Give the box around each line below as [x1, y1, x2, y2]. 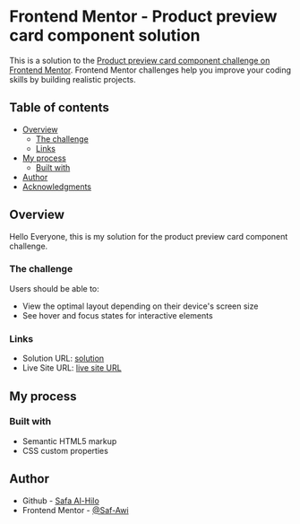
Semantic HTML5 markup [21, 435, 117, 446]
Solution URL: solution [21, 353, 105, 364]
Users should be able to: [9, 283, 100, 293]
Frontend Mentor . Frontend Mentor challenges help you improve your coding [9, 65, 292, 75]
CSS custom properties [21, 445, 109, 456]
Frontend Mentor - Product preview [9, 6, 278, 27]
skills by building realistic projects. [9, 74, 136, 84]
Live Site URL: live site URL [21, 362, 123, 373]
